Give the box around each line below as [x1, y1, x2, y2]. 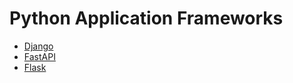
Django [23, 40, 54, 52]
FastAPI [23, 50, 56, 62]
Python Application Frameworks [9, 7, 284, 30]
